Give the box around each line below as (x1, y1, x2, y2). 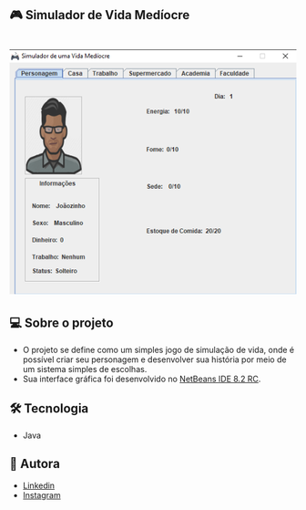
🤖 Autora (9, 455, 61, 472)
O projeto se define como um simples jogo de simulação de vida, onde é (22, 344, 295, 355)
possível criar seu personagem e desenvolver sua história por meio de (22, 354, 287, 365)
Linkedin (22, 480, 56, 491)
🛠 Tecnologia (9, 401, 89, 417)
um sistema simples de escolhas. (22, 363, 148, 374)
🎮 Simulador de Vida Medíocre (9, 7, 190, 23)
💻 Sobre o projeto (9, 316, 114, 331)
